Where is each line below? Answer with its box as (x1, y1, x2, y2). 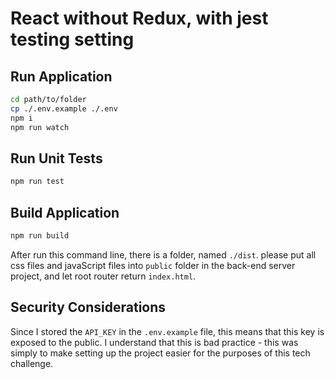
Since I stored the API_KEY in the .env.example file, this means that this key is (10, 325, 325, 337)
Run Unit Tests (10, 150, 103, 167)
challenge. (10, 357, 54, 369)
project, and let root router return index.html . (10, 270, 197, 282)
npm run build (10, 231, 70, 241)
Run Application (10, 68, 113, 85)
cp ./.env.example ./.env (10, 103, 118, 114)
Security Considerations (10, 299, 167, 316)
